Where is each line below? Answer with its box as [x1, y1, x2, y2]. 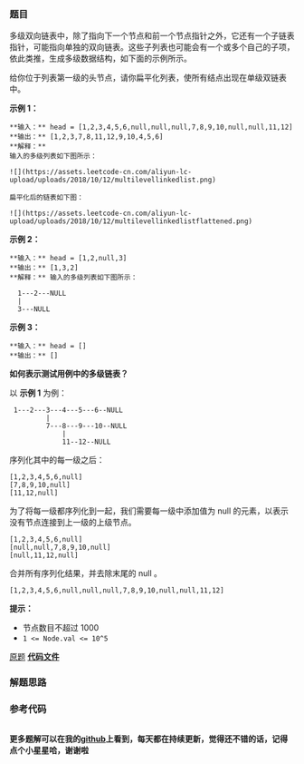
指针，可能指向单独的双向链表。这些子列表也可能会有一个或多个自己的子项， [9, 42, 295, 53]
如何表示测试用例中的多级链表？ [9, 368, 128, 379]
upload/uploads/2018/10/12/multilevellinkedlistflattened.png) [9, 217, 253, 226]
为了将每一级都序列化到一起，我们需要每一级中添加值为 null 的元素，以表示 [9, 505, 290, 516]
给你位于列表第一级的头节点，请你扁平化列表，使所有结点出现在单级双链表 [9, 73, 287, 83]
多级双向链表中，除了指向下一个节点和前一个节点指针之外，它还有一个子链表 [9, 30, 295, 42]
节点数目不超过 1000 [22, 622, 100, 633]
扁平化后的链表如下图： [9, 193, 84, 202]
